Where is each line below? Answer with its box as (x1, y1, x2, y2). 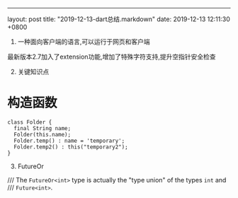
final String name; (13, 124, 72, 132)
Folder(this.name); (13, 131, 72, 138)
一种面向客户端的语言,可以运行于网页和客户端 (17, 37, 150, 46)
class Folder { (7, 118, 52, 126)
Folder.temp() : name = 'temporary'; (13, 137, 125, 144)
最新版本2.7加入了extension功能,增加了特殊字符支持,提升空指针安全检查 (7, 52, 216, 61)
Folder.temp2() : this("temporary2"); (13, 143, 129, 151)
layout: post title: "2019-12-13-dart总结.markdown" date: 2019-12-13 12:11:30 (7, 15, 230, 23)
